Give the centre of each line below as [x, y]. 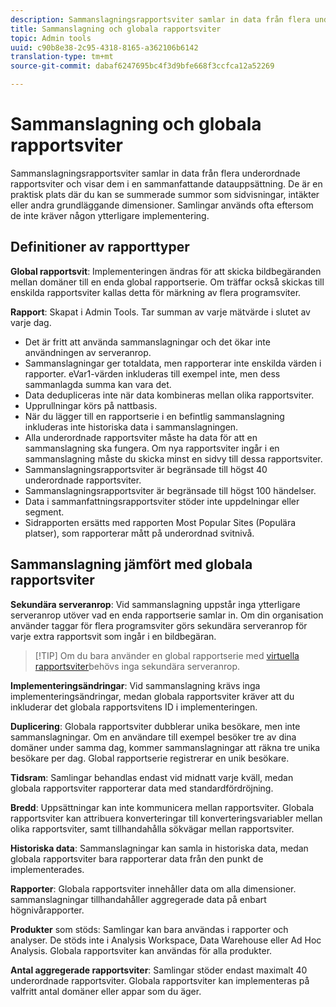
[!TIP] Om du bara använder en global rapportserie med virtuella [167, 655]
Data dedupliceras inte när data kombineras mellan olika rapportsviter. [169, 395]
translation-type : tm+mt [62, 57]
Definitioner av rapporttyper [100, 247]
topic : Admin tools [51, 38]
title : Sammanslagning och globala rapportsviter [116, 29]
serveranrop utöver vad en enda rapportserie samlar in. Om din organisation [167, 615]
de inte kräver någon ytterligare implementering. [110, 215]
